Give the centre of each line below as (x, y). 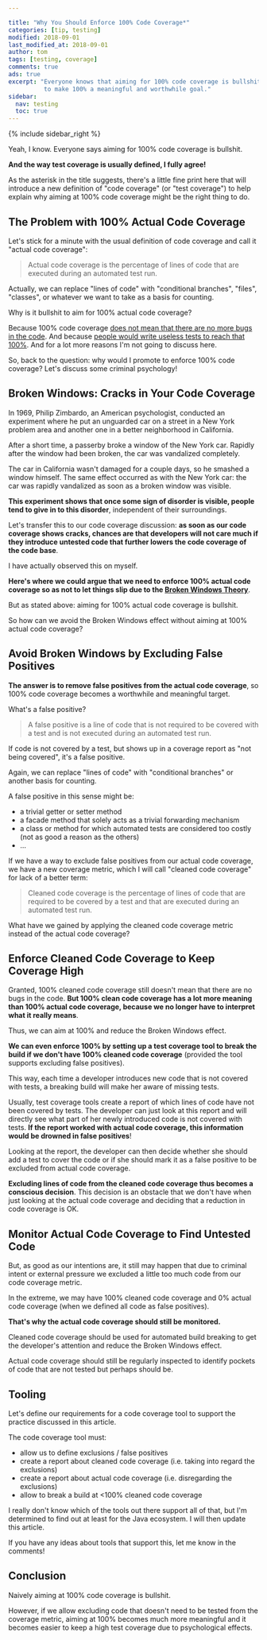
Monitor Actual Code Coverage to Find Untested (130, 1234)
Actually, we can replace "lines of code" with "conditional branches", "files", (133, 288)
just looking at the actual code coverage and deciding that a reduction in (127, 1201)
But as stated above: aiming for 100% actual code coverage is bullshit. (123, 605)
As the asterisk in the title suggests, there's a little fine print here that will (127, 180)
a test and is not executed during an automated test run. (120, 733)
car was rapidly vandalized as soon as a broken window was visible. (120, 485)
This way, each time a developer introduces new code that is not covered (128, 1078)
